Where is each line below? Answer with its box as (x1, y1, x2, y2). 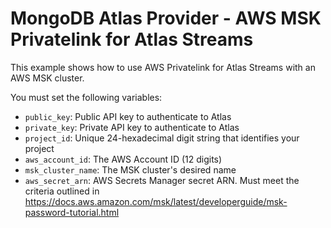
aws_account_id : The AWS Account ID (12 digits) (24, 153, 223, 165)
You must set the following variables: (10, 91, 163, 103)
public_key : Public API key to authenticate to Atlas (24, 110, 232, 122)
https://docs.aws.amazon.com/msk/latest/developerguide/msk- (24, 195, 288, 207)
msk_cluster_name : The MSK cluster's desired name (24, 163, 237, 176)
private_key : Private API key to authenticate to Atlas (24, 121, 240, 133)
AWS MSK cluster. (10, 72, 85, 84)
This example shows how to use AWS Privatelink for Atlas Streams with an (10, 61, 316, 73)
